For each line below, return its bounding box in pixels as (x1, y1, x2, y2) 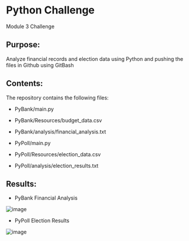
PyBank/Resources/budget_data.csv (14, 116, 102, 123)
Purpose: (6, 40, 40, 50)
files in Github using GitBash (6, 61, 74, 68)
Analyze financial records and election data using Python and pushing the (6, 55, 184, 62)
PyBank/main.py (14, 105, 54, 112)
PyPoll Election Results (14, 217, 70, 224)
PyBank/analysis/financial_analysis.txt (14, 128, 106, 135)
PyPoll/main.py (14, 139, 51, 146)
